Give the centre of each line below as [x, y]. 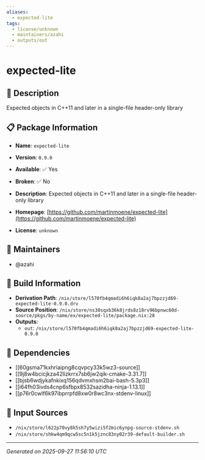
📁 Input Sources [37, 413]
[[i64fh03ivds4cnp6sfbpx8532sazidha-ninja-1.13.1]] [80, 387]
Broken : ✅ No [33, 181]
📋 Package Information [52, 128]
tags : [13, 23]
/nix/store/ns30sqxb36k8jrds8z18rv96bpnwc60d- [119, 310]
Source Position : [36, 310]
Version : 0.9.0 [34, 157]
